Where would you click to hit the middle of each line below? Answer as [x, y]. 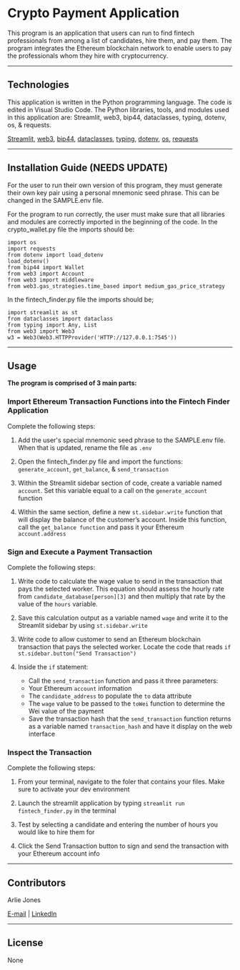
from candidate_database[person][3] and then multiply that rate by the [122, 596]
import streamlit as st [43, 312]
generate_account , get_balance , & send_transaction [93, 469]
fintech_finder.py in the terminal [67, 811]
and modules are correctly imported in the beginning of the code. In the [112, 221]
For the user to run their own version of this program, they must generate [115, 185]
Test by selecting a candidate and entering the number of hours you [118, 825]
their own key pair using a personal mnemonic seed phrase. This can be [114, 192]
